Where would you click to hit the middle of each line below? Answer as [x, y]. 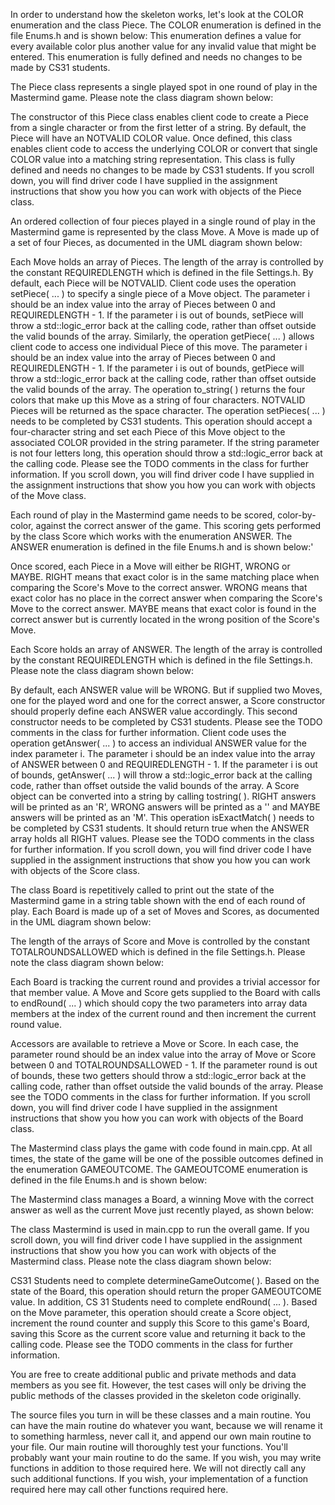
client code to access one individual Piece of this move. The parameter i [159, 347]
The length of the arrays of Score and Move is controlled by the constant [160, 941]
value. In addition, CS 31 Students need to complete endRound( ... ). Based [164, 1302]
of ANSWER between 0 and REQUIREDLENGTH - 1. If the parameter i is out [164, 764]
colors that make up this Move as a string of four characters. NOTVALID [158, 400]
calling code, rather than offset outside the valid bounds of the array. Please [167, 1086]
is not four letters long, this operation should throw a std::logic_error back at [166, 453]
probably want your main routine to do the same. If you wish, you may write [166, 1457]
